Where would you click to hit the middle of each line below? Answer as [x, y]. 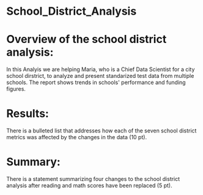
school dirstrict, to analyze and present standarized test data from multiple [100, 76]
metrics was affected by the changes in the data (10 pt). [77, 137]
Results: [28, 114]
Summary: [34, 162]
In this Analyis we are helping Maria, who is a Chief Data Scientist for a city [101, 69]
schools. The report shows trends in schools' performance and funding [96, 82]
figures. [16, 89]
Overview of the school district [87, 40]
